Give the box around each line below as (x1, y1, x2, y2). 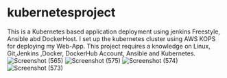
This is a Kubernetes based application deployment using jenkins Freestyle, (7, 27, 221, 36)
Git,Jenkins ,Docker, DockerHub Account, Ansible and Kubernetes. (7, 49, 196, 57)
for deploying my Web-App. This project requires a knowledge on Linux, (7, 42, 211, 50)
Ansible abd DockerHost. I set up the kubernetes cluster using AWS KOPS (7, 34, 216, 42)
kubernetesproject (7, 5, 116, 21)
